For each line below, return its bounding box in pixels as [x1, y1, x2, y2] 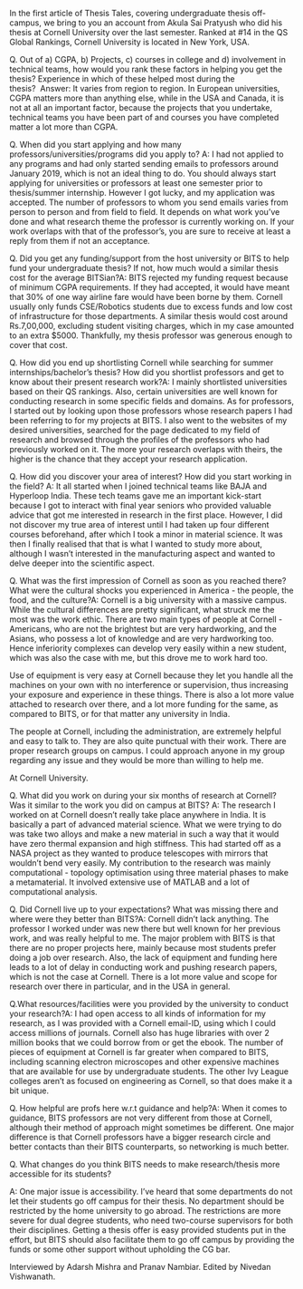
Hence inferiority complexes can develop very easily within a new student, [9, 643, 287, 654]
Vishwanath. [9, 1271, 56, 1282]
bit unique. [9, 1085, 50, 1096]
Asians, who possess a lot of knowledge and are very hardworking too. [9, 634, 274, 644]
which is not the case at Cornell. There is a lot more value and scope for [9, 972, 278, 982]
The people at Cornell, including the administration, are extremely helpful [9, 726, 282, 737]
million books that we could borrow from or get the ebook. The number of [9, 1037, 284, 1048]
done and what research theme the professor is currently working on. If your [9, 217, 295, 227]
